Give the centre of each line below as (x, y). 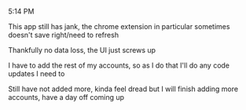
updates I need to (37, 73)
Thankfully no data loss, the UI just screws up (82, 50)
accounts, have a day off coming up (66, 97)
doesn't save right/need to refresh (64, 35)
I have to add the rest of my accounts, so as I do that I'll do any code (119, 65)
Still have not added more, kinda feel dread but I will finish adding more (123, 89)
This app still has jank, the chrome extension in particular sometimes (119, 26)
